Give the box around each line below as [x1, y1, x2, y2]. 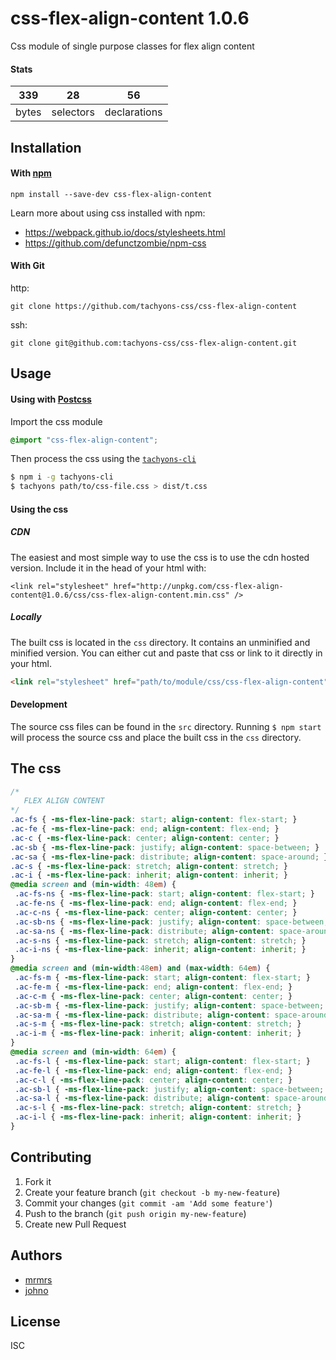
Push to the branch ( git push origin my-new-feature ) [24, 1207, 247, 1219]
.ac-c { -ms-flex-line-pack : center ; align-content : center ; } [10, 833, 280, 843]
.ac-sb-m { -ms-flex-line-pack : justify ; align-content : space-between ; [14, 1000, 325, 1011]
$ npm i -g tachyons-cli [10, 472, 114, 482]
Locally [10, 611, 42, 623]
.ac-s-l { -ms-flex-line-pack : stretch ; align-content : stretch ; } [14, 1103, 302, 1113]
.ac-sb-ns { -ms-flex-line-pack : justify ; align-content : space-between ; [14, 917, 329, 927]
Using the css [10, 503, 69, 515]
